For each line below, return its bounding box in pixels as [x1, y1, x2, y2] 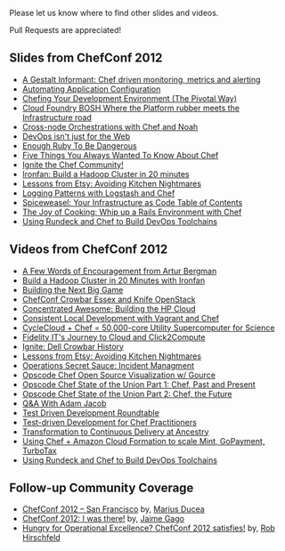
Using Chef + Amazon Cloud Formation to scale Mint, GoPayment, [21, 435, 265, 446]
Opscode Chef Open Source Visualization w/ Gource [21, 369, 216, 380]
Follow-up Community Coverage [9, 481, 194, 496]
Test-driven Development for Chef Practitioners [21, 417, 198, 427]
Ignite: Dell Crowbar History [21, 341, 125, 352]
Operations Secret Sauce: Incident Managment [21, 360, 194, 370]
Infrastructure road [21, 111, 92, 123]
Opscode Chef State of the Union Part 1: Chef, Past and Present [21, 378, 256, 390]
